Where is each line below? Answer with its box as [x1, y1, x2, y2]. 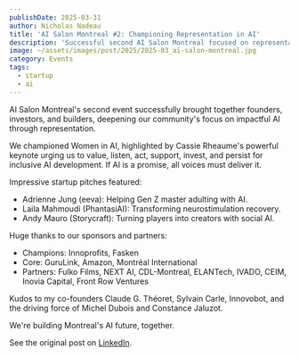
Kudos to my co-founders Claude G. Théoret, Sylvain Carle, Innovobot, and [9, 293, 285, 303]
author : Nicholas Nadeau [9, 21, 101, 30]
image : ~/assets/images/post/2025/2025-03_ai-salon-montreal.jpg [9, 46, 256, 55]
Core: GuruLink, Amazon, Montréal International [21, 256, 198, 268]
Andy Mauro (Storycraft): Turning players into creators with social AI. [21, 212, 275, 223]
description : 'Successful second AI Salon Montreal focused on [9, 37, 249, 47]
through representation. [9, 122, 96, 134]
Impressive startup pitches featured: [9, 176, 142, 187]
